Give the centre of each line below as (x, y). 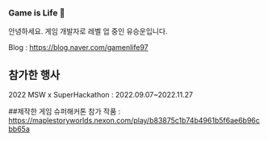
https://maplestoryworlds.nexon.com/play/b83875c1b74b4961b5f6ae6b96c (134, 121)
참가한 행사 (34, 75)
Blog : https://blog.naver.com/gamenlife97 (78, 48)
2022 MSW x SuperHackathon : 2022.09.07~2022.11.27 (101, 95)
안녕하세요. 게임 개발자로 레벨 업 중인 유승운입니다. (88, 31)
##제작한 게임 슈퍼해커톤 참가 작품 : (65, 111)
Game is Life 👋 (37, 13)
